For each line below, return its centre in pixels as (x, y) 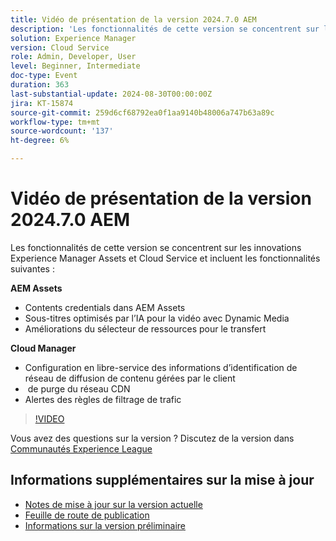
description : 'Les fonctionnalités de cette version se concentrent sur (165, 29)
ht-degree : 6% (40, 141)
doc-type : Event (44, 76)
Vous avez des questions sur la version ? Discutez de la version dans (152, 438)
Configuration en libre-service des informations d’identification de (161, 367)
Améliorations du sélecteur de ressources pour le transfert (145, 328)
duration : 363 (40, 85)
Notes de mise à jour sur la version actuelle (113, 504)
